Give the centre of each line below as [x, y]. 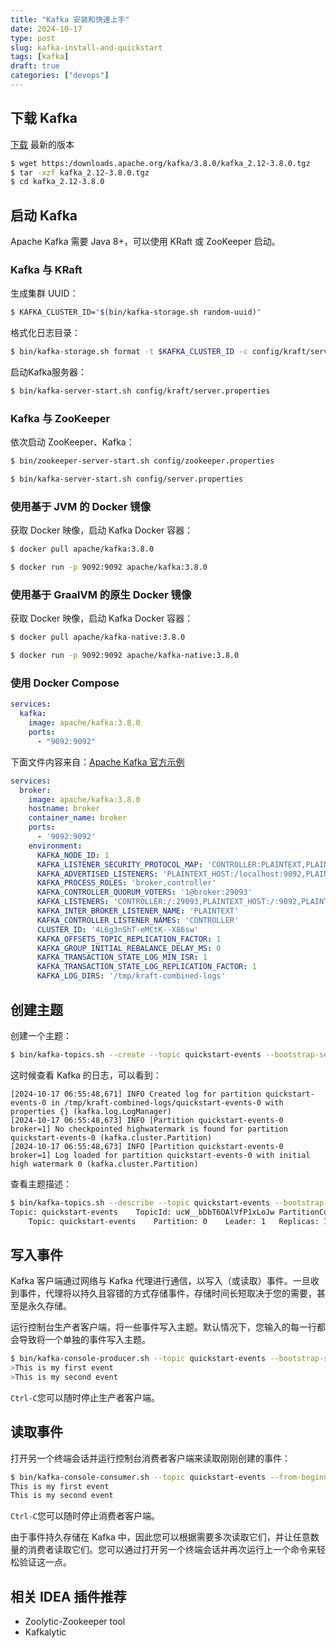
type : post [33, 38]
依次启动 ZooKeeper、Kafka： [72, 442]
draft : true [35, 66]
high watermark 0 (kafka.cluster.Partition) [104, 1164]
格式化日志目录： [45, 333]
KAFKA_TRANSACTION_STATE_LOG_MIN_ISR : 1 [122, 957]
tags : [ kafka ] [40, 57]
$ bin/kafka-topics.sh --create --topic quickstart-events [136, 1054]
